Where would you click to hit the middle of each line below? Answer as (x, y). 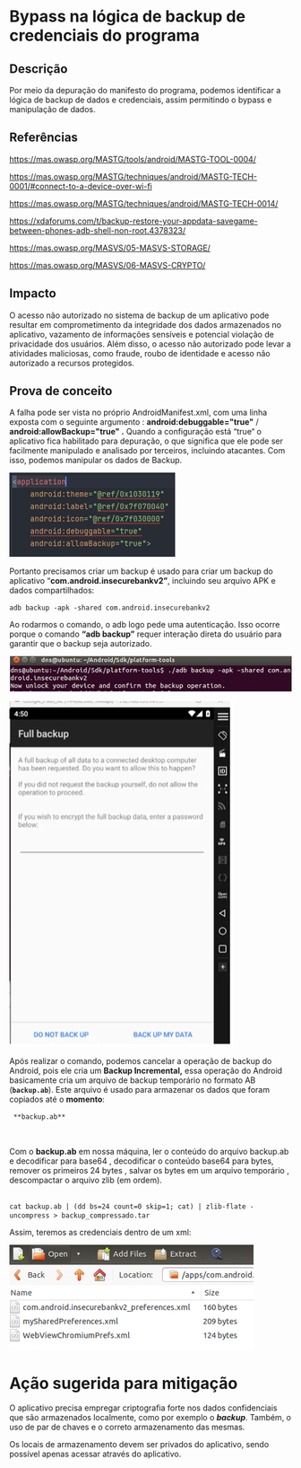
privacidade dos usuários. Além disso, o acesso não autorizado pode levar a (150, 344)
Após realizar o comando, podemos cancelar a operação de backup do (141, 1061)
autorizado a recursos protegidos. (72, 363)
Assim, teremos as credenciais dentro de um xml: (100, 1233)
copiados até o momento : (57, 1099)
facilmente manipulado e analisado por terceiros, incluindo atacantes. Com (147, 451)
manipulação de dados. (52, 109)
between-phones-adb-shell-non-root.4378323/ (98, 230)
